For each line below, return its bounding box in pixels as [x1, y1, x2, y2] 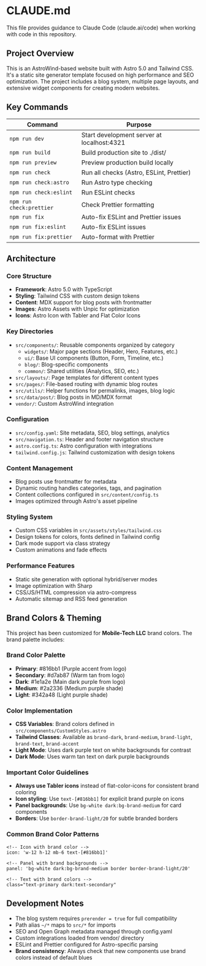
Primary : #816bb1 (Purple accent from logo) [15, 665, 127, 672]
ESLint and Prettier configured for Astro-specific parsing [15, 940, 158, 948]
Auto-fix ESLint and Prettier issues [81, 212, 181, 221]
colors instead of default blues [15, 954, 93, 961]
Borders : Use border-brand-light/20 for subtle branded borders [15, 814, 178, 822]
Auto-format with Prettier [81, 233, 154, 241]
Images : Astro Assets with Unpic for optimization [15, 305, 140, 313]
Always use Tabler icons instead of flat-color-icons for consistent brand [15, 782, 199, 789]
